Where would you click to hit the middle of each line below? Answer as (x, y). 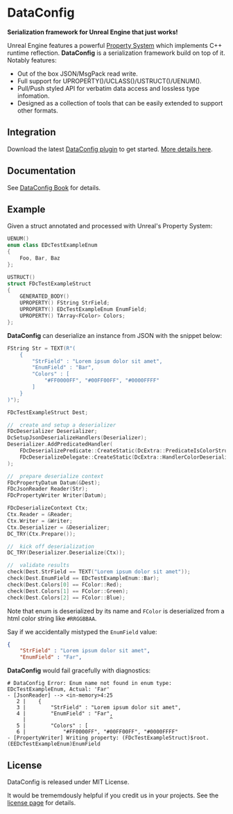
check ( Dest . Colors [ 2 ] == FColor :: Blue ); (67, 597)
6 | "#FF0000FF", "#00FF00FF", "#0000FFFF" (97, 732)
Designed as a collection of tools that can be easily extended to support (120, 103)
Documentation (42, 171)
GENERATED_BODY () (45, 296)
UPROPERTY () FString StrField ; (65, 303)
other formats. (38, 110)
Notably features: (32, 60)
